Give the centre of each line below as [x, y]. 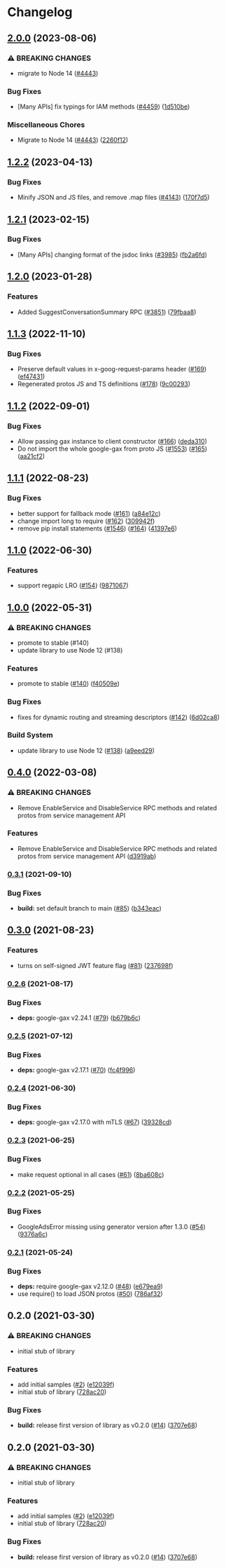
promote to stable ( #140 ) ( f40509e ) [69, 683]
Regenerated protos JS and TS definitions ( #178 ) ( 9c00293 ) [104, 384]
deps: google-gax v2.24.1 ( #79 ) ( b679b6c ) [79, 1018]
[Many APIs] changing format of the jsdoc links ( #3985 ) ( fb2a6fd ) [112, 254]
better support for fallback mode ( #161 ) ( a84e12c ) [89, 513]
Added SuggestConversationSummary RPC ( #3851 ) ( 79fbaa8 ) [107, 312]
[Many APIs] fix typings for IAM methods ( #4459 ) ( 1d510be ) [104, 107]
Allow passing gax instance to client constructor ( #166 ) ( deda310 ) [112, 441]
